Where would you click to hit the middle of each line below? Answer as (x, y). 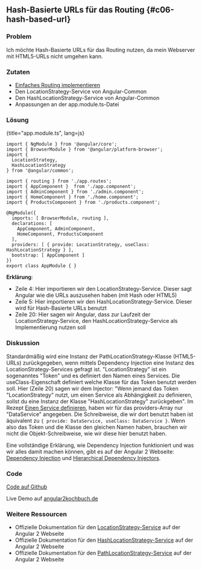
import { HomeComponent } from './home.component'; (72, 197)
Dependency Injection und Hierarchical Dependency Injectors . (84, 458)
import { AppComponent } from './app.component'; (71, 187)
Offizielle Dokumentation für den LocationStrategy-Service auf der (98, 527)
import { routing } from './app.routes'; (59, 181)
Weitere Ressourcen (37, 514)
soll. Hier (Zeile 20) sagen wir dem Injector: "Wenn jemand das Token (93, 388)
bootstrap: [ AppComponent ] (48, 255)
